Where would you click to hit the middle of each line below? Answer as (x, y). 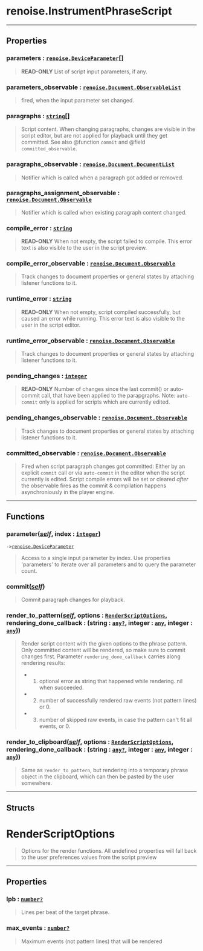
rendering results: (43, 663)
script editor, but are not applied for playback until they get (94, 136)
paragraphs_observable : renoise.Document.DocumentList (91, 164)
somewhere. (37, 783)
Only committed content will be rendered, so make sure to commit (103, 650)
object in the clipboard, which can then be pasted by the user (97, 776)
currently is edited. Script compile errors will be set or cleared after (105, 479)
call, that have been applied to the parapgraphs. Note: (108, 396)
